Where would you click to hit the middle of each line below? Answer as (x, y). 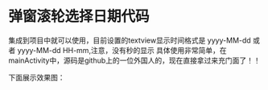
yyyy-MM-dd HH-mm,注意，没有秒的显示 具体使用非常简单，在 (122, 50)
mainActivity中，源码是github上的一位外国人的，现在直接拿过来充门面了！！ (135, 60)
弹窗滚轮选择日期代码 (79, 16)
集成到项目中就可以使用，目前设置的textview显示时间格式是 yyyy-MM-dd (130, 40)
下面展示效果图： (37, 77)
